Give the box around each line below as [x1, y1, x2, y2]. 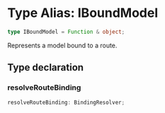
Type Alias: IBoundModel [7, 5, 159, 21]
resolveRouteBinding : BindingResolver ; [7, 99, 125, 106]
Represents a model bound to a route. [7, 41, 118, 49]
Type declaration [7, 61, 84, 73]
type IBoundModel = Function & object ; [7, 28, 125, 35]
